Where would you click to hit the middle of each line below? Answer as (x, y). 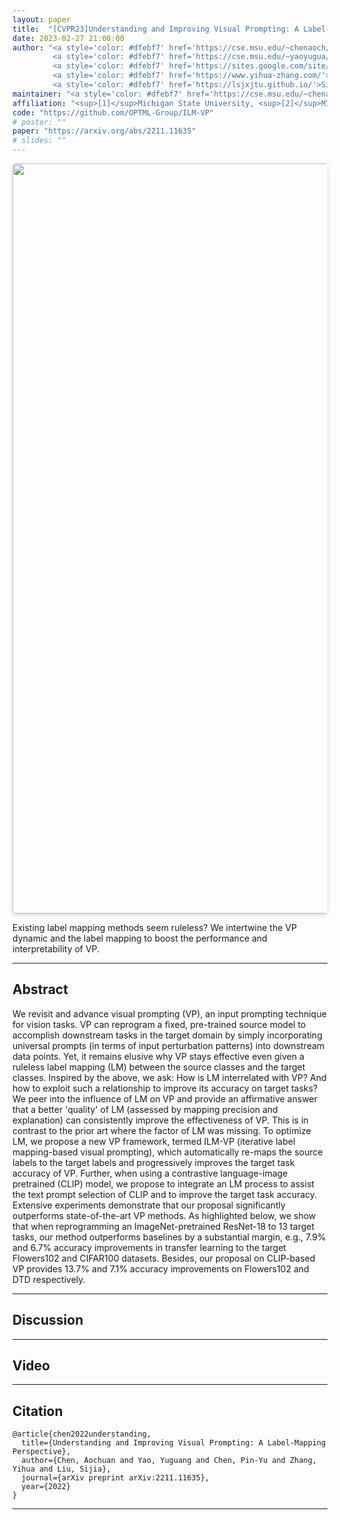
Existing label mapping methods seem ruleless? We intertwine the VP (154, 927)
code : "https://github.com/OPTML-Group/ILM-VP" (113, 112)
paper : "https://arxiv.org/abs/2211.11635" (104, 131)
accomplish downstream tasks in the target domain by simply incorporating (167, 1035)
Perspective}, (42, 1452)
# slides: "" (39, 141)
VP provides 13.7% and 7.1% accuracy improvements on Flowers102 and (161, 1268)
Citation (38, 1411)
